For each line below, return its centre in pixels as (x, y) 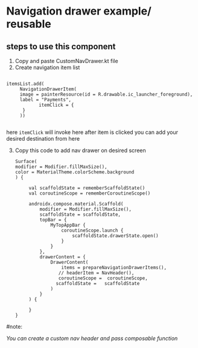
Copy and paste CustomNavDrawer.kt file (67, 61)
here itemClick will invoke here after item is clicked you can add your (92, 132)
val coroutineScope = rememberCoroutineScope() (90, 193)
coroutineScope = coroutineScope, (103, 278)
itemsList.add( (25, 84)
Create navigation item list (47, 67)
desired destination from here (43, 139)
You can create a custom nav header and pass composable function (92, 338)
